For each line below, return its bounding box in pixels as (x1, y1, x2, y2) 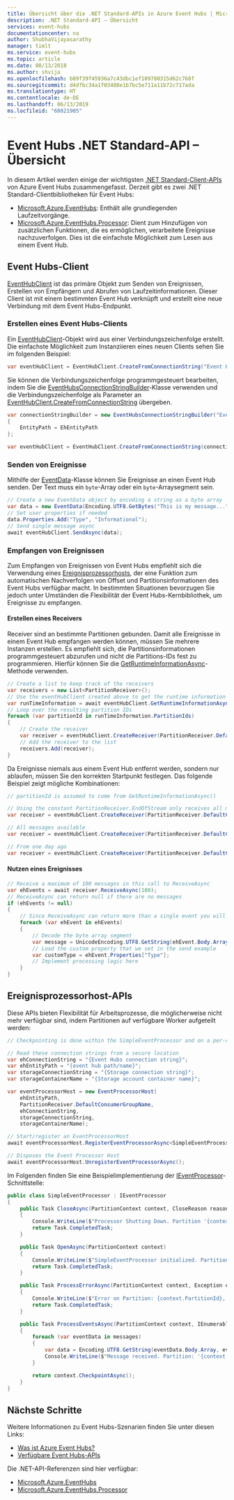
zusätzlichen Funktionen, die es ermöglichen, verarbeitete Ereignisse (17, 226, 216, 234)
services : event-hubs (7, 23, 70, 30)
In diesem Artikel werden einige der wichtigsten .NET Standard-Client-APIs (7, 175, 222, 183)
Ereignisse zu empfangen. (7, 598, 82, 606)
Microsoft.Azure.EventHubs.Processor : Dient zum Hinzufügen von (17, 218, 208, 227)
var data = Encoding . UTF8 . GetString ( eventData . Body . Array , (44, 1347, 219, 1354)
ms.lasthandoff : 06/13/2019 (7, 101, 89, 108)
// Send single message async (7, 522, 95, 530)
